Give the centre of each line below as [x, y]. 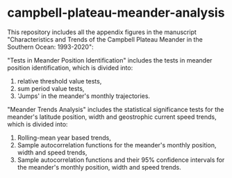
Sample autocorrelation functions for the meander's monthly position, [117, 145]
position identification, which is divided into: [70, 67]
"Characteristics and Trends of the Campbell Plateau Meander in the [105, 39]
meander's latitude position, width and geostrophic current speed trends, [112, 117]
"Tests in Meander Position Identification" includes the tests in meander [110, 60]
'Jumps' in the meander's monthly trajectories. [84, 96]
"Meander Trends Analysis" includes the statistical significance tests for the [116, 109]
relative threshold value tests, [59, 81]
